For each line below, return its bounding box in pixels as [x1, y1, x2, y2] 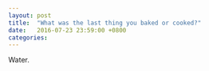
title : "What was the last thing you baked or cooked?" [8, 19, 202, 27]
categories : [8, 33, 48, 42]
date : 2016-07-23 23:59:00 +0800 [8, 26, 127, 34]
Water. [8, 55, 30, 65]
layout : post [8, 11, 52, 20]
